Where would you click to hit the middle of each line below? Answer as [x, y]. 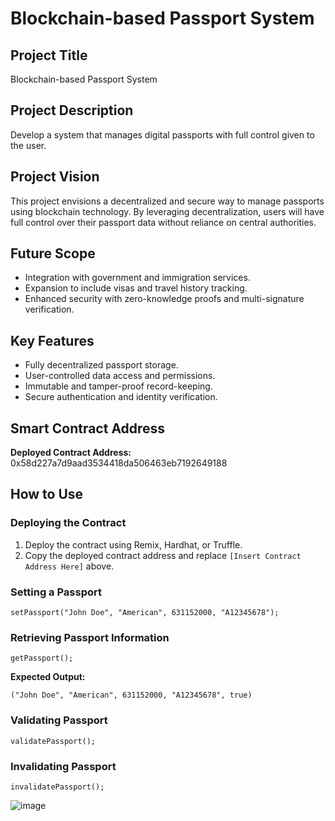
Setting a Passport [56, 592]
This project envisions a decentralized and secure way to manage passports [167, 201]
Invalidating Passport [63, 766]
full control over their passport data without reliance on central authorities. [163, 222]
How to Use [47, 494]
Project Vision [55, 177]
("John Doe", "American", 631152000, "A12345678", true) [131, 695]
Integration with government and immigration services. [137, 278]
